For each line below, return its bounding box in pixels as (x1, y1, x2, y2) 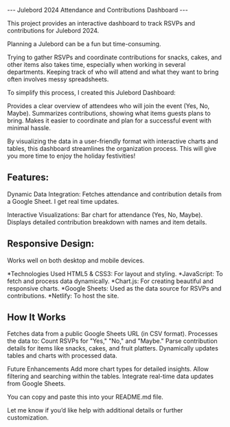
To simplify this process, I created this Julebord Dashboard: (7, 89, 176, 96)
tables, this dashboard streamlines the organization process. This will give (7, 145, 217, 152)
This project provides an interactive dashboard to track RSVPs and (7, 19, 196, 27)
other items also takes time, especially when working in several (7, 61, 186, 68)
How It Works (7, 311, 67, 323)
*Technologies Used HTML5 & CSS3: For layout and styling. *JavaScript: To (7, 269, 223, 278)
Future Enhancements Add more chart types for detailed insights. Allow (7, 365, 209, 373)
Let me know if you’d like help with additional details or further (7, 406, 183, 415)
